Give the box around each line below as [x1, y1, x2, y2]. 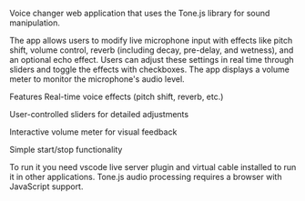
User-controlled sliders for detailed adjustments [9, 109, 189, 119]
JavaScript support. [9, 181, 84, 192]
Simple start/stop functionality [9, 145, 123, 155]
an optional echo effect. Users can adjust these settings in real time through [9, 55, 294, 65]
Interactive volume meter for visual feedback [9, 126, 178, 137]
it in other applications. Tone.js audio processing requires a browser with [9, 172, 282, 182]
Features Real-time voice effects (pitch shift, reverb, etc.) [9, 91, 224, 102]
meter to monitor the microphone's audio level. [9, 74, 185, 85]
